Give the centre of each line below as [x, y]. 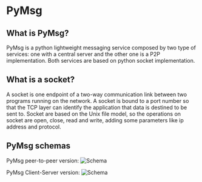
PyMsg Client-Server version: [43, 172]
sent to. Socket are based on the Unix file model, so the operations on [93, 114]
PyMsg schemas [39, 146]
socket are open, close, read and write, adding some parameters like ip [95, 120]
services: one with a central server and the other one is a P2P [83, 54]
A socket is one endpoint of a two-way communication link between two [96, 94]
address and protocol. [34, 127]
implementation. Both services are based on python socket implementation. [101, 61]
